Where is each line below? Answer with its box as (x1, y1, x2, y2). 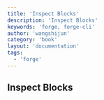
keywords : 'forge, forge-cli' (7, 23, 96, 30)
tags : (7, 50, 23, 57)
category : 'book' (7, 36, 58, 43)
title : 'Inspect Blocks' (7, 10, 80, 17)
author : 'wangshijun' (7, 29, 70, 37)
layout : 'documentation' (7, 43, 80, 50)
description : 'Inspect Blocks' (7, 17, 98, 24)
